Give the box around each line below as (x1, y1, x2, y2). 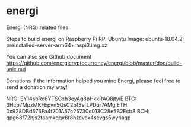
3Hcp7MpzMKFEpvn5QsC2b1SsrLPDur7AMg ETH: (6, 101, 129, 108)
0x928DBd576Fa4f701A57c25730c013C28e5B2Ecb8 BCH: (6, 107, 150, 115)
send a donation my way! (6, 83, 68, 90)
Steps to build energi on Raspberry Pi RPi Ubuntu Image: (6, 35, 144, 42)
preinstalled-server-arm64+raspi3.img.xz (6, 42, 108, 49)
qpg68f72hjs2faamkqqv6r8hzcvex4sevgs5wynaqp (6, 114, 131, 121)
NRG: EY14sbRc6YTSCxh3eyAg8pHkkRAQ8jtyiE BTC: (6, 95, 137, 102)
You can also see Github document (6, 53, 92, 60)
